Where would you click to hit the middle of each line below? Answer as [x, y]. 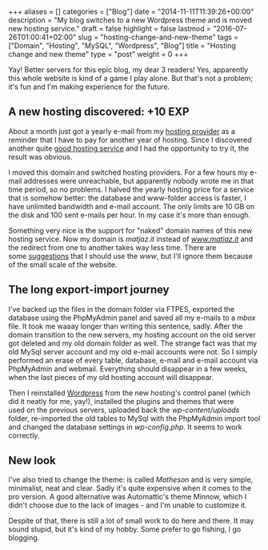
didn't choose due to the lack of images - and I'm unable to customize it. [128, 505]
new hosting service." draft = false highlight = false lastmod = [110, 28]
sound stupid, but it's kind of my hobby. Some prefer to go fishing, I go [125, 529]
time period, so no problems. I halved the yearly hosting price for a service [131, 189]
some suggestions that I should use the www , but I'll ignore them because [131, 256]
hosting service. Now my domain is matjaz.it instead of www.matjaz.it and [131, 239]
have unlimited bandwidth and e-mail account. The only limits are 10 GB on [132, 206]
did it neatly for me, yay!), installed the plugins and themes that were [121, 401]
